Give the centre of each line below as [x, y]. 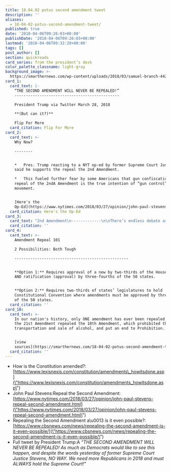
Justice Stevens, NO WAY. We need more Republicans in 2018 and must [88, 458]
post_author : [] [22, 53]
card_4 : [13, 231]
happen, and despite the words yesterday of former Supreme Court [83, 453]
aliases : [15, 19]
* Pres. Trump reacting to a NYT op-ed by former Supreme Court [86, 165]
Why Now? [24, 142]
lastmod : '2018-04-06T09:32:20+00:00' [46, 43]
